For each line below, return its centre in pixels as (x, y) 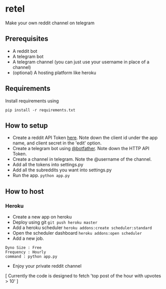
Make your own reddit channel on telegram (50, 23)
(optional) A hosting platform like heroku (54, 73)
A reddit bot (25, 51)
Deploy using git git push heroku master (55, 222)
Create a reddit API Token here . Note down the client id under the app (85, 138)
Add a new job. (28, 238)
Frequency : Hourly (26, 252)
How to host (24, 191)
